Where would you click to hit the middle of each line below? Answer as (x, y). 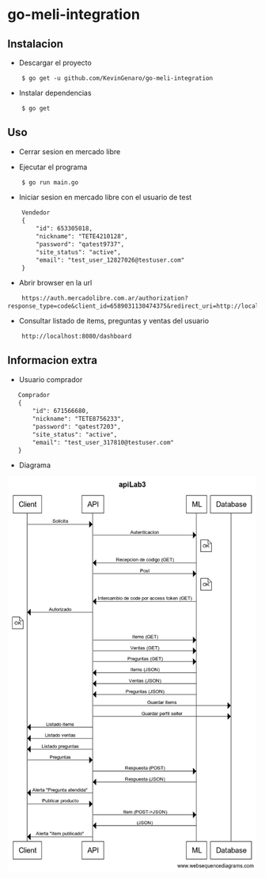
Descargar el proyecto (55, 62)
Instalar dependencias (55, 93)
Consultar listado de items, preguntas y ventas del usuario (114, 320)
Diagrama (34, 465)
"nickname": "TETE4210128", (82, 236)
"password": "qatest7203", (77, 426)
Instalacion (36, 44)
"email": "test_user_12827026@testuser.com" (110, 260)
